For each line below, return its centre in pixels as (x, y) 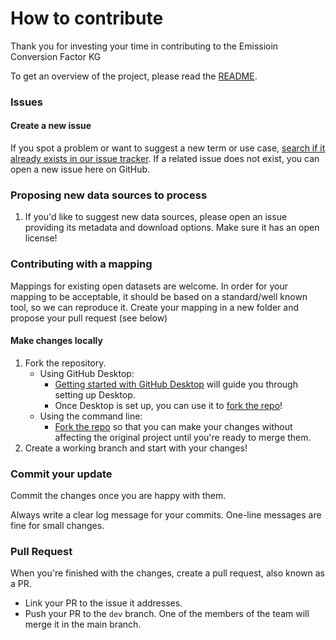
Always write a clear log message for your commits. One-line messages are (166, 515)
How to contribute (87, 18)
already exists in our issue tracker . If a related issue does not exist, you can (165, 159)
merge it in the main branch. (83, 624)
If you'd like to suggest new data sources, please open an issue (156, 217)
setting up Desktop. (95, 394)
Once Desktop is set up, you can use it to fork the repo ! (168, 405)
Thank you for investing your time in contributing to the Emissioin (144, 46)
